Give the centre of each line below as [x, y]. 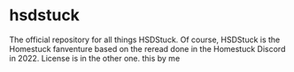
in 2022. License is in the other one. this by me [95, 58]
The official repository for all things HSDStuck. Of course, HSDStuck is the [145, 40]
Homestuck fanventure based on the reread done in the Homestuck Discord [147, 48]
